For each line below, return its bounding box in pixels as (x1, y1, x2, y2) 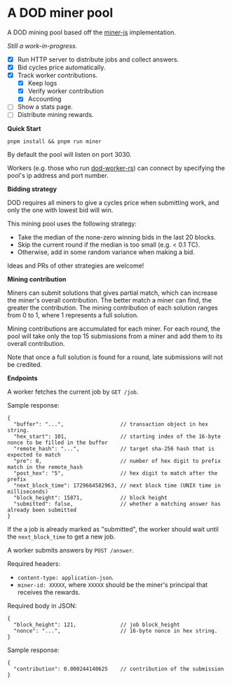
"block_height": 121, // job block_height (13, 621, 180, 628)
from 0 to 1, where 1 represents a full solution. (7, 311, 139, 319)
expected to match (7, 452, 61, 459)
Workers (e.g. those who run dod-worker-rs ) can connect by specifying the (7, 164, 226, 172)
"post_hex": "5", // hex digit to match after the (13, 470, 218, 477)
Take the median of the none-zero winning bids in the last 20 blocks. (17, 233, 216, 242)
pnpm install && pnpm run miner (7, 138, 102, 145)
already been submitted (7, 506, 77, 514)
